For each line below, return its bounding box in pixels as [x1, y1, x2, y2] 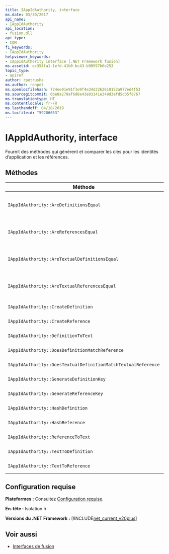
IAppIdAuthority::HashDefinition [8, 405, 88, 411]
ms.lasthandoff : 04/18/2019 [5, 106, 64, 111]
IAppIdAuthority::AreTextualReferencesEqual [8, 283, 116, 289]
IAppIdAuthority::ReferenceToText [8, 434, 91, 440]
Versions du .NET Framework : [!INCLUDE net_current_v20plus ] [5, 515, 137, 521]
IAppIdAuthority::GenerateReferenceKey [8, 390, 103, 397]
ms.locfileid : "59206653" [5, 110, 59, 116]
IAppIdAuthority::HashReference [8, 420, 86, 425]
